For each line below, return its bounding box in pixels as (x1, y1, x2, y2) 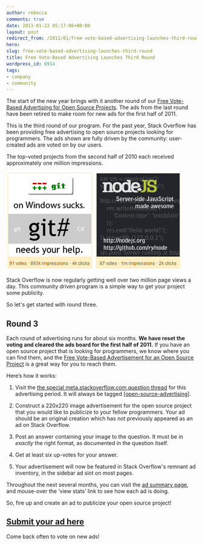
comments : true (6, 16, 45, 22)
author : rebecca (6, 10, 47, 16)
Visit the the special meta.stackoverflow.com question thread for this (14, 384, 186, 391)
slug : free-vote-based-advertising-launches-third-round (6, 48, 153, 54)
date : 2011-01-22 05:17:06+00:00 (6, 22, 91, 28)
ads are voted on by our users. (27, 141, 103, 148)
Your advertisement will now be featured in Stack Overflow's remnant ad (14, 463, 196, 471)
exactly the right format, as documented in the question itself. (14, 440, 169, 447)
